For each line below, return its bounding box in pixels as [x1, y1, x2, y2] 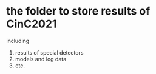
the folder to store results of [6, 4, 151, 18]
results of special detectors [15, 49, 84, 56]
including [6, 37, 30, 44]
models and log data [15, 55, 67, 62]
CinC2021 [6, 17, 57, 31]
